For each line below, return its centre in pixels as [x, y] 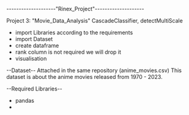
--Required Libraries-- [35, 89]
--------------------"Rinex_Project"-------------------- [76, 9]
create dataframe [37, 46]
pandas [25, 101]
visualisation [31, 58]
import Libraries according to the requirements [74, 32]
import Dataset [34, 39]
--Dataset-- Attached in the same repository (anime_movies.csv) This [94, 70]
